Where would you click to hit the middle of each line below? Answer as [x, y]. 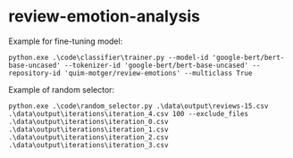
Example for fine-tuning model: [66, 41]
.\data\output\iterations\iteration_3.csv [88, 145]
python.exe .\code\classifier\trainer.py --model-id [109, 57]
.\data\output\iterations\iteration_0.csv [88, 121]
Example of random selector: [62, 89]
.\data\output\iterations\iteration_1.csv [88, 129]
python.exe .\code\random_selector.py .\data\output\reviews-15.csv [138, 106]
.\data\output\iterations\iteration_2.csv [88, 137]
